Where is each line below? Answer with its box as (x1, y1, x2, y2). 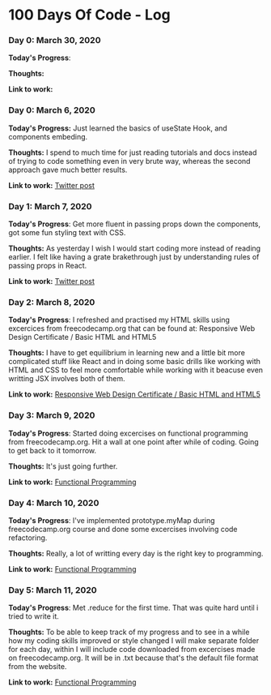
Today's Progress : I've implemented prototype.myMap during (8, 515, 216, 525)
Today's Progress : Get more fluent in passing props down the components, (8, 219, 261, 229)
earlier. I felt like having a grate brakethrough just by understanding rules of (8, 252, 260, 262)
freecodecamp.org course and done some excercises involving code (8, 524, 238, 534)
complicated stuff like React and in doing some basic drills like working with (8, 357, 261, 367)
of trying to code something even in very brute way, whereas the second (8, 156, 251, 165)
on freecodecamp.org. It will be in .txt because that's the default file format (8, 653, 259, 663)
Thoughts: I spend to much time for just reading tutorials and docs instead (8, 148, 257, 157)
